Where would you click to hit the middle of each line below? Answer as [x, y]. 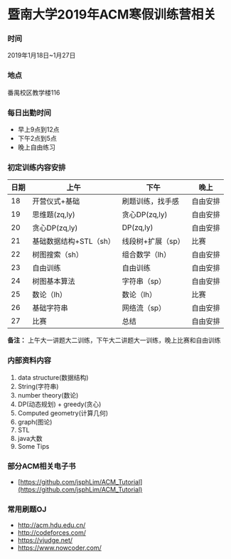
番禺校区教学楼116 [34, 92]
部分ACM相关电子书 [42, 466]
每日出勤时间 [29, 112]
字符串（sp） [144, 282]
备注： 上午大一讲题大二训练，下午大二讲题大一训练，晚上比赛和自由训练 [114, 340]
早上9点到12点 [38, 129]
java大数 [30, 438]
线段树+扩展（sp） [153, 241]
